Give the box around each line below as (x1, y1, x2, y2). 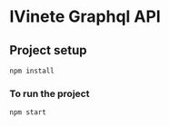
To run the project (9, 87, 90, 100)
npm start (9, 108, 47, 117)
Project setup (9, 43, 88, 58)
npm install (9, 66, 55, 75)
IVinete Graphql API (9, 6, 161, 27)
